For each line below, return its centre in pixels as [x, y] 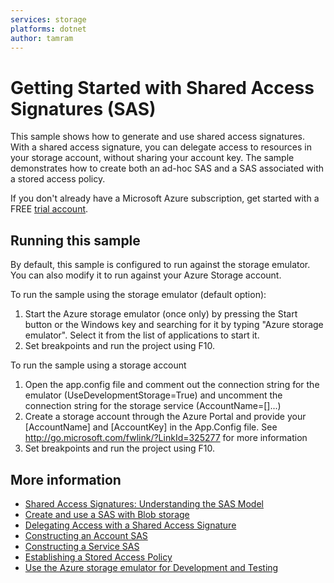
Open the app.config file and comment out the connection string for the [172, 385]
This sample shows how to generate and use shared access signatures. [158, 137]
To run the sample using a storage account [98, 365]
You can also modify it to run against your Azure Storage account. [146, 275]
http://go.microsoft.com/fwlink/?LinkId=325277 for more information [166, 438]
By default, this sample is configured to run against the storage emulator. [160, 265]
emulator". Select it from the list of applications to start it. [142, 335]
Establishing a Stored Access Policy [98, 557]
